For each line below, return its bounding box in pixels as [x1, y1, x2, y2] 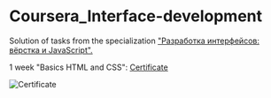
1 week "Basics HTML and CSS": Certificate [9, 62, 168, 72]
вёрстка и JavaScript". [9, 44, 93, 55]
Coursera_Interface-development [9, 6, 263, 26]
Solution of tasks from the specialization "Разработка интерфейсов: [9, 35, 259, 46]
